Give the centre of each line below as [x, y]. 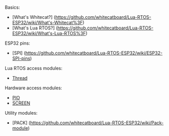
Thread [20, 78]
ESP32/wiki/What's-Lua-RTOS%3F [49, 33]
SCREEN [21, 103]
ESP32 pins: [18, 43]
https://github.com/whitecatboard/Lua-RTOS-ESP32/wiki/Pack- [97, 123]
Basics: [12, 7]
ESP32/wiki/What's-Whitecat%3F [47, 23]
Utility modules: [21, 113]
